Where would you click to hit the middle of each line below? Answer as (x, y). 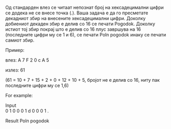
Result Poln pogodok (27, 121)
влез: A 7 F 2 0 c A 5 (27, 60)
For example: (19, 95)
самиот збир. (20, 40)
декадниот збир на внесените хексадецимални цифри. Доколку (75, 18)
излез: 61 (15, 70)
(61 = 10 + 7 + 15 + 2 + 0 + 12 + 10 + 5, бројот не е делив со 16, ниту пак (83, 80)
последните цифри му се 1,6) (37, 85)
